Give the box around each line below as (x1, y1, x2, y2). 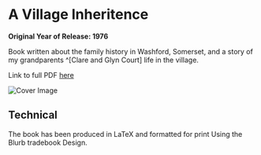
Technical (8, 109, 58, 122)
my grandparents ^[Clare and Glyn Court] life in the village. (8, 55, 199, 65)
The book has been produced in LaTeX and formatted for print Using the (8, 129, 243, 138)
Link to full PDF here (8, 70, 75, 79)
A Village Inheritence (8, 6, 149, 24)
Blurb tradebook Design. (8, 138, 88, 147)
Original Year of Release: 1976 (8, 31, 109, 41)
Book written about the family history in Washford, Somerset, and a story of (8, 46, 254, 56)
